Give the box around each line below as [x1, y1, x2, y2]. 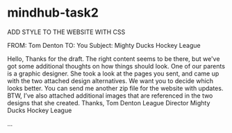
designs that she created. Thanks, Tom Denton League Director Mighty [7, 98, 210, 107]
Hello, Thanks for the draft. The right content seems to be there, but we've [7, 54, 220, 63]
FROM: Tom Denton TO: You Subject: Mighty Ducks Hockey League [7, 41, 201, 49]
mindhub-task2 [7, 5, 99, 21]
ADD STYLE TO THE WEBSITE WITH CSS [7, 28, 126, 36]
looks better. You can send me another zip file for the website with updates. [7, 84, 224, 92]
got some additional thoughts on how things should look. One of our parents [7, 62, 226, 70]
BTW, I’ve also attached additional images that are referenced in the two [7, 91, 213, 100]
